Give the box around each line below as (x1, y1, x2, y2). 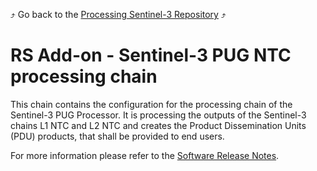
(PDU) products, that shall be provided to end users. (10, 130, 225, 142)
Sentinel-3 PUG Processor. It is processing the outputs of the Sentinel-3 (10, 109, 307, 121)
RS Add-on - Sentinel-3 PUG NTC (10, 44, 292, 67)
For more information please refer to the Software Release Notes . (10, 149, 280, 161)
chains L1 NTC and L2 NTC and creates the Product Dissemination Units (10, 119, 307, 131)
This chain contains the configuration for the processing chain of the (10, 98, 293, 110)
